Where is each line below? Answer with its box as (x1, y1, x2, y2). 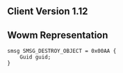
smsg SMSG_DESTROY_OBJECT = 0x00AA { (7, 48, 117, 55)
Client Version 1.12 (7, 6, 88, 17)
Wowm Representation (7, 29, 108, 41)
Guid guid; (19, 54, 51, 61)
